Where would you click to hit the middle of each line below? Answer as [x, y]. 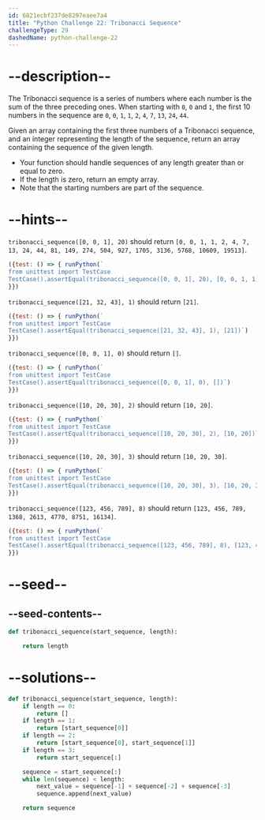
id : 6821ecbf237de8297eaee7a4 [58, 15]
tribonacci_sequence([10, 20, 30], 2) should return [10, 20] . [110, 404]
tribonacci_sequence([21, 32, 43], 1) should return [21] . [104, 302]
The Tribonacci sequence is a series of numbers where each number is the [130, 99]
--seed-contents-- [55, 613]
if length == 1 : [49, 721]
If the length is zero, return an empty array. [89, 179]
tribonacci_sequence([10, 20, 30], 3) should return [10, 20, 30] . [118, 457]
